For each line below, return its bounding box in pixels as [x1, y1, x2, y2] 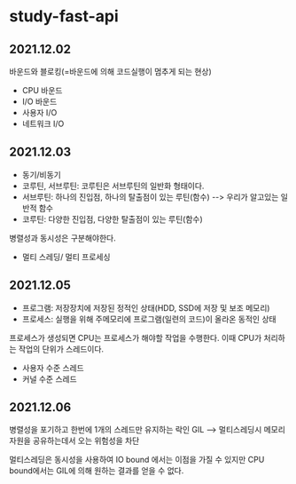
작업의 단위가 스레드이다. [18, 344, 105, 354]
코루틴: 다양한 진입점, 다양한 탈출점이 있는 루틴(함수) [21, 213, 204, 224]
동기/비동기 [21, 169, 62, 179]
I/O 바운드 [21, 96, 58, 107]
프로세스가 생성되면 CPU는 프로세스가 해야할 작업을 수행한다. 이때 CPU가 [9, 332, 262, 343]
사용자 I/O [21, 107, 58, 117]
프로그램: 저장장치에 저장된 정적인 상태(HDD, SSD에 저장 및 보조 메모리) [21, 302, 270, 313]
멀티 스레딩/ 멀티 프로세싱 [21, 251, 111, 262]
